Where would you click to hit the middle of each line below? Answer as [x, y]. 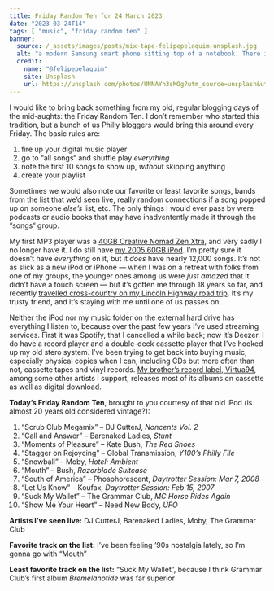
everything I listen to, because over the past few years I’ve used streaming [134, 326]
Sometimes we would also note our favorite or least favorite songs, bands [133, 190]
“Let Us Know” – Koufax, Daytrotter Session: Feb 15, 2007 [117, 487]
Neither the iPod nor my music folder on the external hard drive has [122, 317]
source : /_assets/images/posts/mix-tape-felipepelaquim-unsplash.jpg [137, 46]
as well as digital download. [56, 387]
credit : [30, 62]
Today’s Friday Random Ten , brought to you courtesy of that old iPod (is [131, 402]
